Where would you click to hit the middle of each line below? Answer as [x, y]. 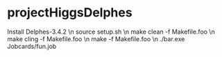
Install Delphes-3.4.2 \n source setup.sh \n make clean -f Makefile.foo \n [111, 32]
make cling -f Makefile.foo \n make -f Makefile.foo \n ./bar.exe [96, 38]
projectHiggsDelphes [70, 13]
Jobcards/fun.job [32, 46]
